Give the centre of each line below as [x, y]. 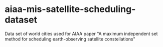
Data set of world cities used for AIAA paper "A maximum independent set [81, 33]
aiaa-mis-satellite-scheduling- [70, 9]
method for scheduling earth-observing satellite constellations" [70, 39]
